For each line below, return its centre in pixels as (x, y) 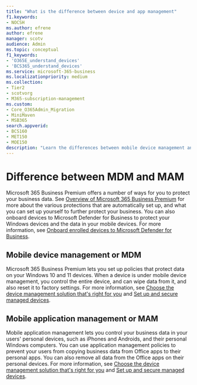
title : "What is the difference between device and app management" (91, 11)
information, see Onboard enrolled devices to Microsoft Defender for (89, 230)
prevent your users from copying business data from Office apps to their (94, 352)
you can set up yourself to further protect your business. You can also (91, 212)
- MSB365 (17, 121)
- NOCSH (16, 22)
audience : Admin (26, 45)
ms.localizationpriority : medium (47, 77)
